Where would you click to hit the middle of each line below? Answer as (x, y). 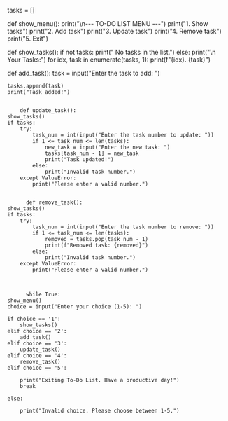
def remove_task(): (54, 202)
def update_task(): (48, 111)
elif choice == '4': (37, 356)
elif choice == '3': (37, 343)
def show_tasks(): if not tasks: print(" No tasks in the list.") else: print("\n (112, 52)
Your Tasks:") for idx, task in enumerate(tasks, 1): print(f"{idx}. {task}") (109, 60)
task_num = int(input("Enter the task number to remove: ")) (123, 227)
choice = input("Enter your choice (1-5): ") (74, 307)
